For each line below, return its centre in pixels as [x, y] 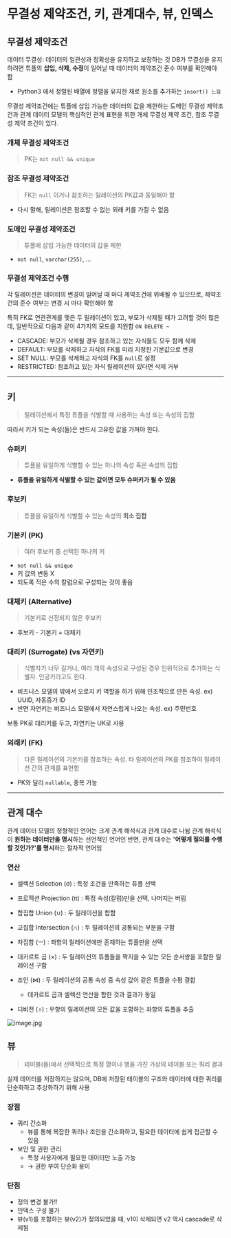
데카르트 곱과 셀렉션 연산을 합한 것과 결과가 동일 [91, 994]
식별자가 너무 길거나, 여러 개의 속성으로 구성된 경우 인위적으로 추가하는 [118, 668]
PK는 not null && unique [59, 159]
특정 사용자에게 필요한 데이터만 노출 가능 [81, 1157]
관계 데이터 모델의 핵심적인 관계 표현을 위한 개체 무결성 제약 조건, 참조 [113, 115]
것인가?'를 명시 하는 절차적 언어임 [58, 848]
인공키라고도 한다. [63, 677]
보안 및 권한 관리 [39, 1149]
